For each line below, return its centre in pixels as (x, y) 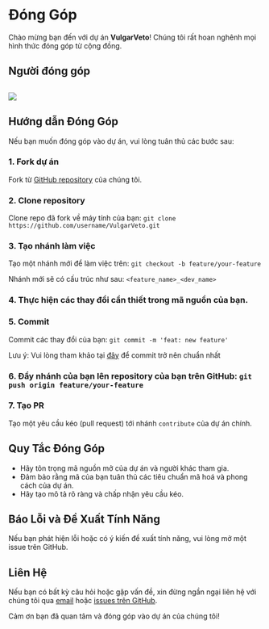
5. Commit (29, 322)
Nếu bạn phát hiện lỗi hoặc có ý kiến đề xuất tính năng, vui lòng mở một (128, 539)
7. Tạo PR (26, 405)
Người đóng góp (50, 71)
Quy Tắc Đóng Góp (57, 449)
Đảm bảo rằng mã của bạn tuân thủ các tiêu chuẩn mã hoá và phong (134, 476)
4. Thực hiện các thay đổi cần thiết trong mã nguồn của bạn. (128, 300)
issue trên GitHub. (38, 547)
